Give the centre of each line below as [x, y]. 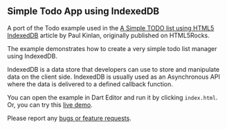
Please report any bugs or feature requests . [69, 118]
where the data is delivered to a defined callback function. [90, 84]
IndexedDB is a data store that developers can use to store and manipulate [113, 69]
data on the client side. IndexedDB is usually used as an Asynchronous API [113, 77]
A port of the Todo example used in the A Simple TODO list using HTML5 [111, 28]
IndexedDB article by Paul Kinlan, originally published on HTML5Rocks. [108, 35]
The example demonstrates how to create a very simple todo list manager [112, 48]
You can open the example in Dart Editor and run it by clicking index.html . [112, 97]
